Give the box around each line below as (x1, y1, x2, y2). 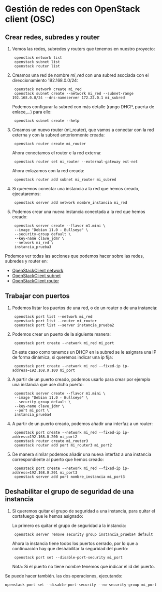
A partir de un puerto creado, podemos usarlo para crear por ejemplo (12, 376, 151, 382)
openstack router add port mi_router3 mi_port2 (14, 443, 112, 447)
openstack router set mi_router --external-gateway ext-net (14, 159, 138, 164)
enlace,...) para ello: (12, 109, 52, 115)
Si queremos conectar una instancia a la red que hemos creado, (12, 186, 140, 191)
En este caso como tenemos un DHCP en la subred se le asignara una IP (12, 349, 157, 355)
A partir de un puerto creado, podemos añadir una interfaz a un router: (12, 421, 153, 427)
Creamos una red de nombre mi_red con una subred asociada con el (12, 72, 149, 78)
